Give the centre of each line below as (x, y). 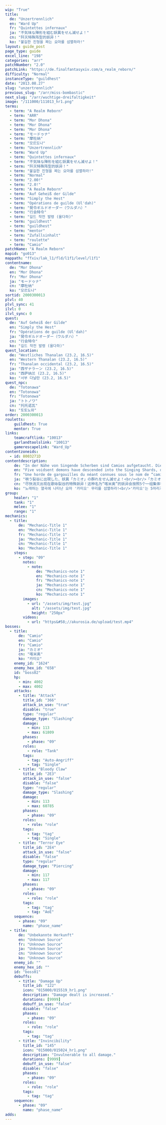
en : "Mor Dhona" (26, 272)
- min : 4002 (30, 682)
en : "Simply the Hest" (33, 327)
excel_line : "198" (24, 56)
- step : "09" (32, 558)
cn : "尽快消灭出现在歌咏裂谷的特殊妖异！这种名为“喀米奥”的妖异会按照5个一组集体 (87, 484)
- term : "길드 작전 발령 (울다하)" (41, 217)
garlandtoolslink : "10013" (42, 443)
